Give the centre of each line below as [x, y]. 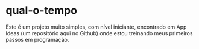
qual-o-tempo [42, 10]
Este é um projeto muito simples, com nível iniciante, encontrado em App [96, 27]
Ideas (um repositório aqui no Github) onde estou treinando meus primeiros [99, 33]
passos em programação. [37, 39]
